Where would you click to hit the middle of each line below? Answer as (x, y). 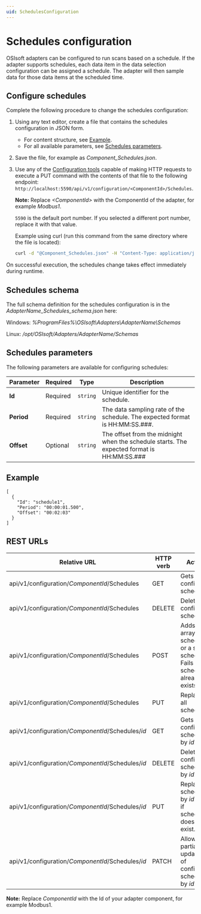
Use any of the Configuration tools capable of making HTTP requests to (103, 170)
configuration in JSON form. (50, 128)
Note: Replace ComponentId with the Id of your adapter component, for (95, 898)
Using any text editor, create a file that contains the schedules (91, 122)
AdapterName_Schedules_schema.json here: (62, 311)
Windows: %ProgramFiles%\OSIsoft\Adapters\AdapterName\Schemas (94, 323)
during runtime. (25, 271)
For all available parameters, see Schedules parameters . (93, 146)
